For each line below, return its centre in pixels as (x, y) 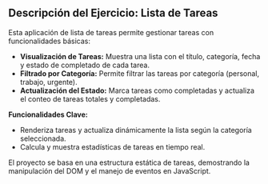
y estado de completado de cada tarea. (85, 65)
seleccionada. (43, 138)
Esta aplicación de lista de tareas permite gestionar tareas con (111, 32)
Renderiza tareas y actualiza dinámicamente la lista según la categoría (136, 130)
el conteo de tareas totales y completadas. (90, 98)
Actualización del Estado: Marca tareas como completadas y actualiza (137, 90)
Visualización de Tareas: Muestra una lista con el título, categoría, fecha (140, 56)
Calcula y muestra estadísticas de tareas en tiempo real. (112, 146)
